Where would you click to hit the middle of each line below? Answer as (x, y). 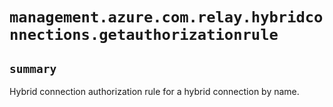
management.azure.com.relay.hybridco (166, 17)
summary (33, 68)
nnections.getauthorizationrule (144, 35)
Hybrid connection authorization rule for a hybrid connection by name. (154, 91)
